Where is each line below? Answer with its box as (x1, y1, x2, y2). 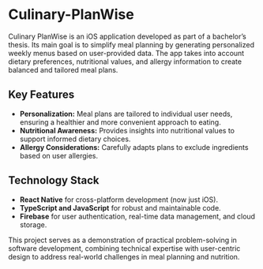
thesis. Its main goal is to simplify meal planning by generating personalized (8, 39, 255, 49)
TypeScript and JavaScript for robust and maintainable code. (19, 203, 221, 212)
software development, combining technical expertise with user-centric (8, 243, 241, 253)
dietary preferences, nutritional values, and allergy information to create (8, 57, 242, 66)
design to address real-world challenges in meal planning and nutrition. (8, 252, 240, 261)
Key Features (8, 88, 75, 102)
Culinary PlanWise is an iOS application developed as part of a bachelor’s (8, 32, 246, 41)
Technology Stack (8, 174, 100, 187)
